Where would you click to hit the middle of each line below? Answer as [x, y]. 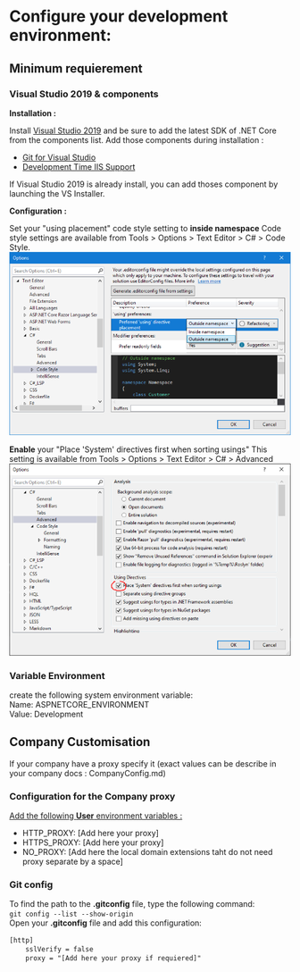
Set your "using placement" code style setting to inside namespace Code [146, 228]
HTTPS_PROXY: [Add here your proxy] [93, 842]
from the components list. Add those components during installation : [137, 139]
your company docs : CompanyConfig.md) [88, 773]
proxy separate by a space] [72, 862]
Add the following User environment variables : [96, 816]
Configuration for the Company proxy [92, 796]
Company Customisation [80, 742]
